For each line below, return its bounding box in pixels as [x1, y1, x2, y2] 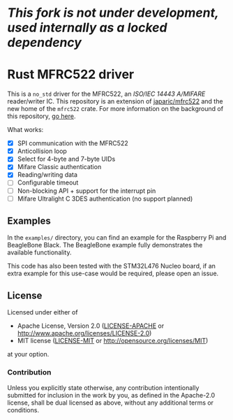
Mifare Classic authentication [17, 163, 102, 171]
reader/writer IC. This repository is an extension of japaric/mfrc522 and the [7, 97, 223, 106]
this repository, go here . [7, 112, 76, 120]
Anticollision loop [17, 147, 68, 155]
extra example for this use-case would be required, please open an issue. [7, 269, 219, 277]
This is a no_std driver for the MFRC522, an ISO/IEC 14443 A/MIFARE [7, 89, 206, 99]
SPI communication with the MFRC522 [17, 139, 128, 147]
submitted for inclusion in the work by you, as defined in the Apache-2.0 [7, 391, 215, 399]
